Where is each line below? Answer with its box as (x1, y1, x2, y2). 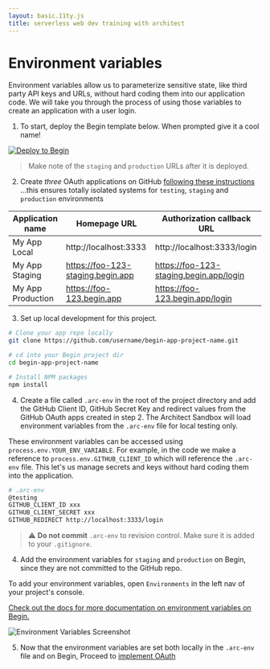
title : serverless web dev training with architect (8, 19, 185, 27)
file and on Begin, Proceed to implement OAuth (19, 651, 176, 661)
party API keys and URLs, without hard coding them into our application (8, 89, 245, 99)
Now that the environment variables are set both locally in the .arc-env (19, 642, 255, 652)
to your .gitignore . (27, 540, 92, 549)
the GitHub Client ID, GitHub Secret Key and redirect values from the (19, 404, 247, 413)
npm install (8, 380, 48, 388)
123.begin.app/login (155, 293, 233, 304)
